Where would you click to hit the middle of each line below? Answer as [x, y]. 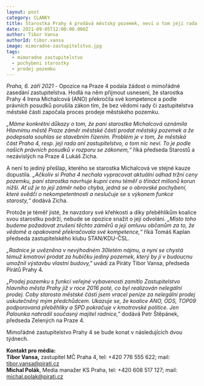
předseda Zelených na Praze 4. [46, 321]
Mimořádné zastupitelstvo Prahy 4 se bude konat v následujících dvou [94, 332]
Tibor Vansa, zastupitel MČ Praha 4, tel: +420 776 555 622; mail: [88, 357]
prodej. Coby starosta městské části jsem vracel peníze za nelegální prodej [101, 294]
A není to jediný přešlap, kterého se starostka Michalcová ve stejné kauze [98, 168]
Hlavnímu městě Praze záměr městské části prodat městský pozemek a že [100, 130]
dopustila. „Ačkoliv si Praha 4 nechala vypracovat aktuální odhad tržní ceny [102, 175]
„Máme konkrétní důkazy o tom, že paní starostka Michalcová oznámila [97, 124]
